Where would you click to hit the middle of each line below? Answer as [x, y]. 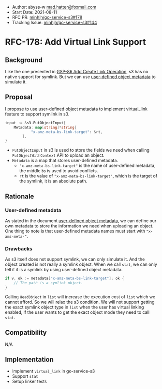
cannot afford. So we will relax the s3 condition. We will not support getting [80, 302]
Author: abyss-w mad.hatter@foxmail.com [54, 7]
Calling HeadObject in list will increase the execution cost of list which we [80, 297]
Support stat [25, 376]
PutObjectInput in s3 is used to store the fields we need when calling [81, 150]
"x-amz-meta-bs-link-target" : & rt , [67, 132]
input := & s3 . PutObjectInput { [36, 123]
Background [24, 60]
